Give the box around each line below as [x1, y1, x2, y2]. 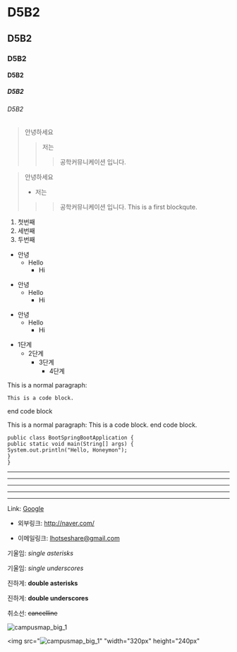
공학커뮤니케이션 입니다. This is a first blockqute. [59, 203, 197, 211]
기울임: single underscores [7, 564, 84, 572]
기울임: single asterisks [7, 548, 74, 557]
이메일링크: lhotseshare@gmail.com [17, 533, 120, 542]
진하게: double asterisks [7, 579, 78, 587]
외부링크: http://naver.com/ [17, 519, 95, 527]
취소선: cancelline [7, 608, 58, 617]
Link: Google [7, 504, 44, 512]
